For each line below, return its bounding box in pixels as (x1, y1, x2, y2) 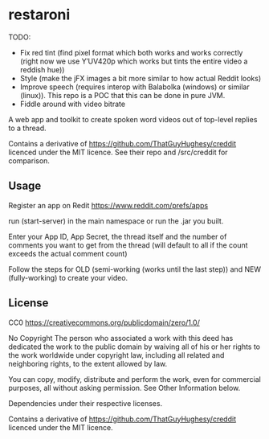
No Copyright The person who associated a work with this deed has (8, 333, 234, 343)
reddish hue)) (19, 64, 65, 74)
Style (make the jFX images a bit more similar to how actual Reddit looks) (19, 73, 262, 83)
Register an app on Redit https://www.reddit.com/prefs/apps (8, 200, 209, 210)
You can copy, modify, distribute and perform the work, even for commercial (8, 374, 261, 384)
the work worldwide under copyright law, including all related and (8, 350, 225, 359)
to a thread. (8, 123, 47, 133)
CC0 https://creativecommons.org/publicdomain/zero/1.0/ (8, 318, 201, 327)
